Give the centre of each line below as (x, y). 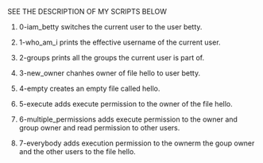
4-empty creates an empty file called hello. (89, 88)
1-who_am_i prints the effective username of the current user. (120, 42)
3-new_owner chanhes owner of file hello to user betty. (109, 73)
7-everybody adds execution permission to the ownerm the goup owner (137, 143)
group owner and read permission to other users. (99, 128)
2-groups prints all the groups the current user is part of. (111, 58)
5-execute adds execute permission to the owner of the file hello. (126, 104)
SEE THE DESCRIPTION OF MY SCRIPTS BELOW (87, 12)
